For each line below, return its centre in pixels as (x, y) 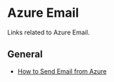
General (25, 54)
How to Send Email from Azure (62, 71)
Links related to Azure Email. (49, 32)
